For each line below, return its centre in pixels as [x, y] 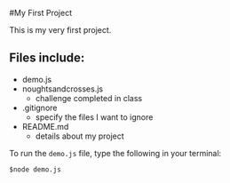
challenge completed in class [89, 98]
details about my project [79, 136]
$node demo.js [36, 169]
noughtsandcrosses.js [63, 89]
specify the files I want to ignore [94, 117]
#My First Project [41, 13]
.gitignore [40, 107]
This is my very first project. [60, 30]
